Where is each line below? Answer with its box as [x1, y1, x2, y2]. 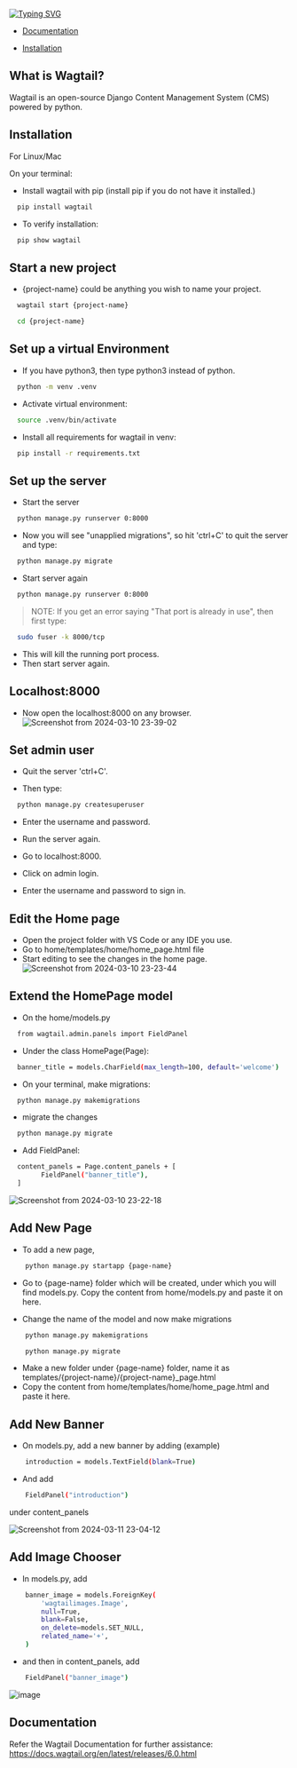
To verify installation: [21, 218, 99, 229]
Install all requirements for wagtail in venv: [21, 432, 176, 442]
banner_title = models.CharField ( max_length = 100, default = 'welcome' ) [17, 1062, 279, 1072]
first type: [30, 615, 67, 626]
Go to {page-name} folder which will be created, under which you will [21, 1277, 277, 1288]
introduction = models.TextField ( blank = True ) [25, 1457, 197, 1467]
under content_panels [9, 1506, 90, 1518]
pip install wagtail [17, 202, 93, 211]
